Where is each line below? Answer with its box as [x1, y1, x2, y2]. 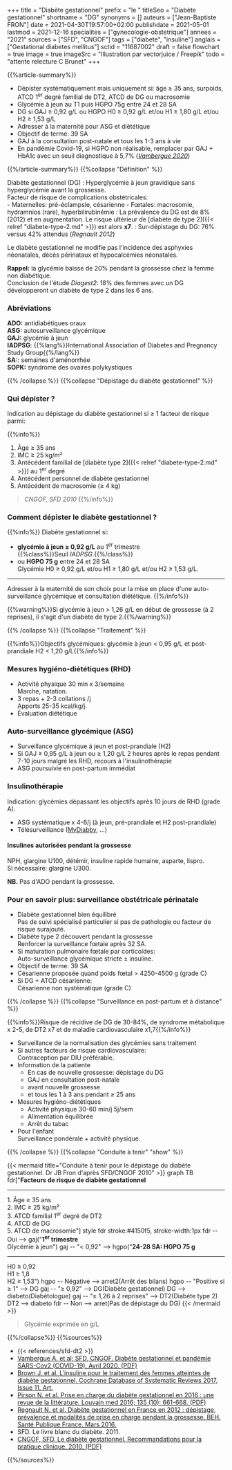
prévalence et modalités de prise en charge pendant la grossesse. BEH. [17, 1413, 221, 1421]
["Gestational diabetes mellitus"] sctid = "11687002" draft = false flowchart [7, 43, 220, 51]
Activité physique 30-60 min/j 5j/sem [27, 1105, 133, 1114]
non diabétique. [7, 271, 52, 280]
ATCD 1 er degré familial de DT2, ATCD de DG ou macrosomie [17, 91, 191, 101]
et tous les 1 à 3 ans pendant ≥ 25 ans [27, 1090, 136, 1099]
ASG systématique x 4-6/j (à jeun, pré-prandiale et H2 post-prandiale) [17, 818, 217, 826]
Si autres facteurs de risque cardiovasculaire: [17, 1046, 146, 1055]
